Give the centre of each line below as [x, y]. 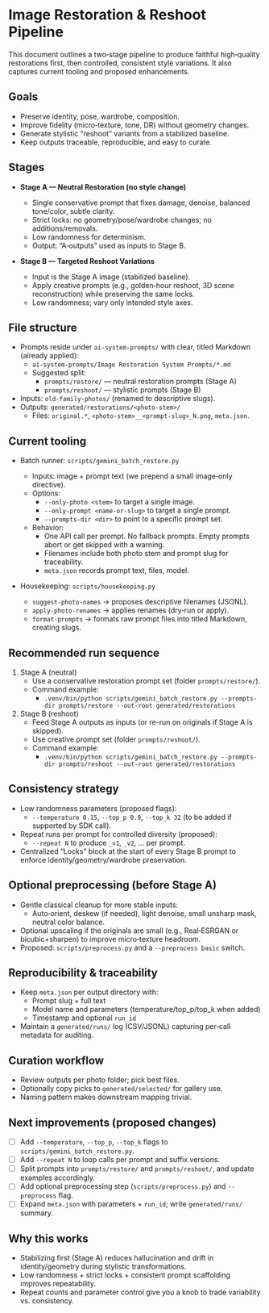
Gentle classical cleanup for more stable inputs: [99, 905]
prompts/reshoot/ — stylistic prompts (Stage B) [122, 390]
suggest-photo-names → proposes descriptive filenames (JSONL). [140, 602]
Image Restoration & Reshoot [108, 15]
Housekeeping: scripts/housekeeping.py [87, 586]
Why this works [48, 1238]
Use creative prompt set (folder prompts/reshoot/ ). [116, 739]
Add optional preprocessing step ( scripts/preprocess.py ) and [123, 1186]
